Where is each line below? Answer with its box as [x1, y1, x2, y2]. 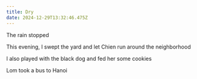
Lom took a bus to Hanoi [6, 66, 68, 74]
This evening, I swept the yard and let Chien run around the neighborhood [6, 43, 191, 50]
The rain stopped [6, 31, 50, 38]
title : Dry [6, 9, 34, 15]
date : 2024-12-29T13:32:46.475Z [6, 15, 88, 21]
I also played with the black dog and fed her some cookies [6, 55, 152, 62]
